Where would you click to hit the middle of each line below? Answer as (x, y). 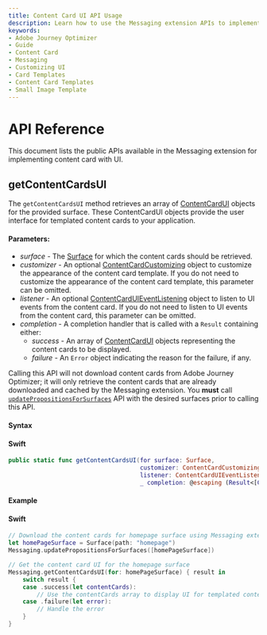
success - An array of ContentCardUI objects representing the (133, 341)
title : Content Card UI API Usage (66, 16)
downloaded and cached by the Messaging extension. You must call (120, 390)
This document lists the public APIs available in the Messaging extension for (133, 151)
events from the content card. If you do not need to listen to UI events (133, 307)
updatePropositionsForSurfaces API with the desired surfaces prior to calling (133, 399)
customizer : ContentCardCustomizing (200, 468)
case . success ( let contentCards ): (79, 587)
